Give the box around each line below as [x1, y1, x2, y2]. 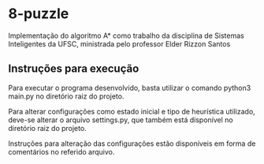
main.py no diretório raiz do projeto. [8, 91, 125, 101]
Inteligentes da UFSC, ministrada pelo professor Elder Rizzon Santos [8, 39, 231, 48]
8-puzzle [8, 5, 69, 23]
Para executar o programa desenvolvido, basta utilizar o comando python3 [8, 83, 251, 92]
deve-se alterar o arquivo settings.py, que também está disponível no [8, 115, 234, 125]
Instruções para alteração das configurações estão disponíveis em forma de [8, 139, 256, 148]
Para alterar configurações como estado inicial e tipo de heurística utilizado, [8, 106, 256, 116]
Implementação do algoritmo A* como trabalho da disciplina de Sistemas [8, 31, 244, 40]
